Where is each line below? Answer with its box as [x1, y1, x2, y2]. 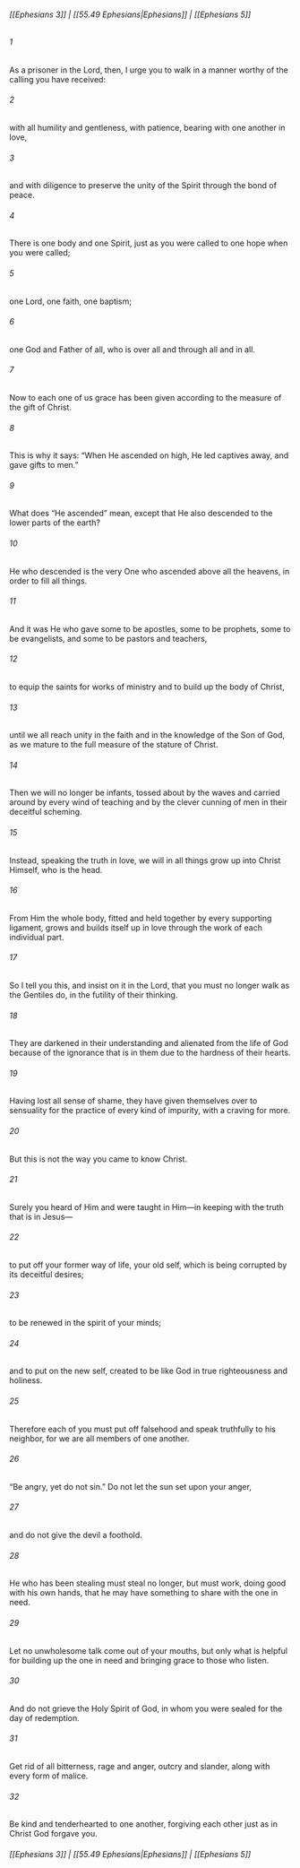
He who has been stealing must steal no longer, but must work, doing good [9, 1578, 287, 1588]
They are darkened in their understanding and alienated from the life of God [9, 1038, 289, 1049]
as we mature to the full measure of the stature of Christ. [9, 739, 219, 750]
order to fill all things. [9, 575, 88, 586]
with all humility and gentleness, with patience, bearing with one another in [9, 123, 286, 134]
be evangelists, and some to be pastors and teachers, [9, 633, 208, 644]
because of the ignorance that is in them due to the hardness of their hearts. [9, 1047, 291, 1059]
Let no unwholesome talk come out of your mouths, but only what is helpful [9, 1645, 288, 1656]
